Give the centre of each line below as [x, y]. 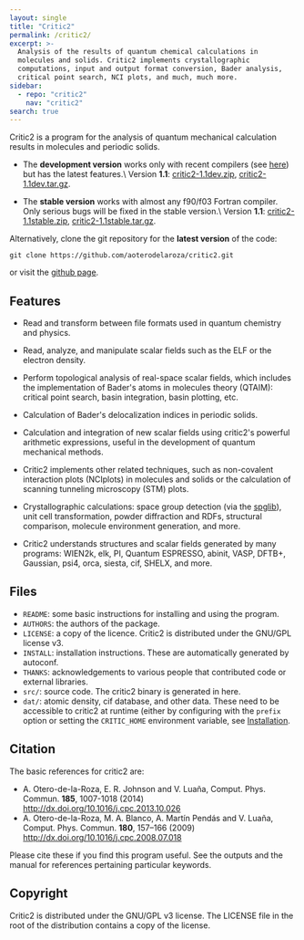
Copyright [39, 894]
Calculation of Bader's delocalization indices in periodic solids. [140, 415]
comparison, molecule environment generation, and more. [132, 527]
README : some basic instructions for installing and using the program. [151, 613]
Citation [33, 749]
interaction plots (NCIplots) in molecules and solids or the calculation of [157, 479]
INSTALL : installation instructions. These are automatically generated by [156, 653]
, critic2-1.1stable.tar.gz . [111, 221]
